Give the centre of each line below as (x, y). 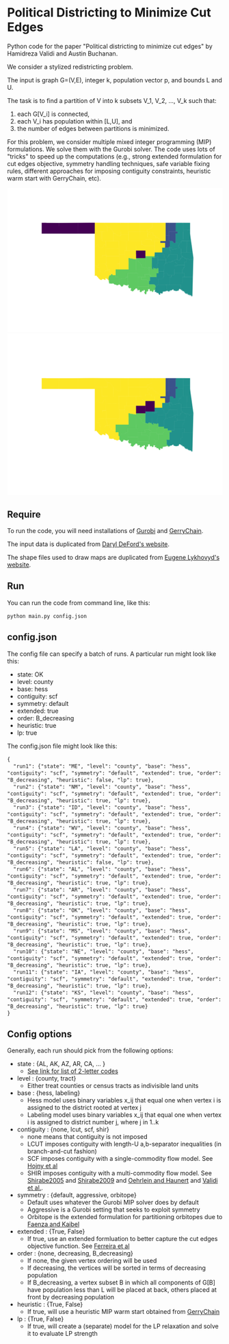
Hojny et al (42, 1166)
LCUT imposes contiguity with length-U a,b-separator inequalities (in (124, 1144)
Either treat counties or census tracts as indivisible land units (113, 1086)
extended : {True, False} (51, 1231)
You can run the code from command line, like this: (79, 602)
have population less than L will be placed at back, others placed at (122, 1290)
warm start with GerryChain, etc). (54, 178)
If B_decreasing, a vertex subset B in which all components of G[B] (121, 1283)
